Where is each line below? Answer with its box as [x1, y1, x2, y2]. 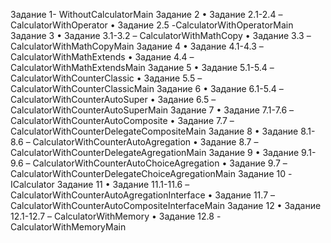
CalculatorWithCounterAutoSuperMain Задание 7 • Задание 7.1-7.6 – [10, 104, 295, 116]
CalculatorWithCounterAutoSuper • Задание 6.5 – [10, 94, 217, 105]
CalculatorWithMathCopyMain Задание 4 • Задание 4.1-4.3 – [10, 40, 264, 52]
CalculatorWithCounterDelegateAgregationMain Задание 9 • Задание [10, 147, 300, 158]
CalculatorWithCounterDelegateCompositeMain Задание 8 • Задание [10, 125, 299, 137]
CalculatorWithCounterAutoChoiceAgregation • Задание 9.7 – [32, 157, 288, 169]
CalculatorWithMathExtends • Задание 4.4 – [10, 51, 195, 63]
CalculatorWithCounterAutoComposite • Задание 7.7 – [10, 115, 235, 126]
